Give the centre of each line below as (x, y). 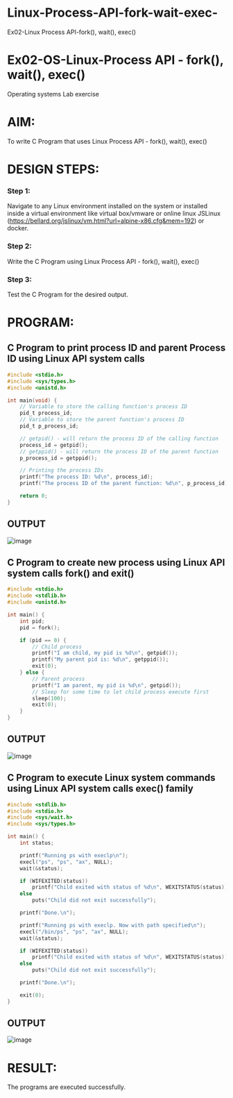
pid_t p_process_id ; (49, 426)
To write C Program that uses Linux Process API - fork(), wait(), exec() (107, 141)
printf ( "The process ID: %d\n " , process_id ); (87, 477)
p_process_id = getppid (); (59, 458)
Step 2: (20, 246)
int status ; (37, 843)
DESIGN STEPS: (53, 169)
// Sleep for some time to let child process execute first (121, 692)
